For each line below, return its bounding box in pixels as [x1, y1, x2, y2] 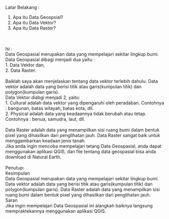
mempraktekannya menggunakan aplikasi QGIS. [5, 208, 106, 214]
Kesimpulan [5, 170, 30, 176]
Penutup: [5, 165, 25, 171]
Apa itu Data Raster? [12, 25, 56, 31]
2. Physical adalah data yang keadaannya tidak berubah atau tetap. [5, 111, 147, 117]
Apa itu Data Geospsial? [12, 14, 63, 20]
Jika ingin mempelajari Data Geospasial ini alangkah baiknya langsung [5, 203, 153, 208]
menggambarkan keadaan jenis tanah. [5, 138, 86, 144]
